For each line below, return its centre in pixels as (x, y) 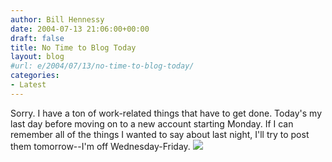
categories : (35, 76)
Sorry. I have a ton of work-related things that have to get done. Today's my (166, 113)
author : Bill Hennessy (57, 19)
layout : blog (37, 57)
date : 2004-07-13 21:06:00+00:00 (80, 29)
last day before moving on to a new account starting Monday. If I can (152, 123)
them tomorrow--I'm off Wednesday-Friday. (100, 146)
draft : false (37, 38)
